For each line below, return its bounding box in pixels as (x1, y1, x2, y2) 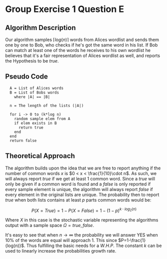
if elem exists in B (14, 120, 57, 125)
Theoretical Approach (5, 151, 75, 160)
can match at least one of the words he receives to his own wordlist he (5, 47, 151, 53)
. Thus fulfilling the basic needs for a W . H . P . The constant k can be (23, 242, 162, 248)
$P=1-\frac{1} (118, 237, 146, 243)
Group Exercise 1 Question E (5, 3, 124, 15)
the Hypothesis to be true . (5, 58, 59, 63)
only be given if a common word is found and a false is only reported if (5, 181, 151, 187)
